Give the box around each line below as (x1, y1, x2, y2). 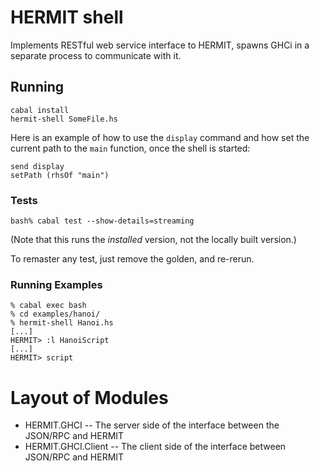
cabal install (10, 105, 70, 115)
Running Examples (10, 277, 103, 291)
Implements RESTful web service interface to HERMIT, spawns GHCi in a (10, 39, 310, 51)
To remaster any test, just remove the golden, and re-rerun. (10, 253, 255, 265)
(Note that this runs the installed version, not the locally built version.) (10, 234, 297, 246)
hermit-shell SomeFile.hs (10, 114, 118, 124)
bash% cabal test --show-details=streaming (10, 216, 195, 226)
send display (10, 161, 65, 171)
